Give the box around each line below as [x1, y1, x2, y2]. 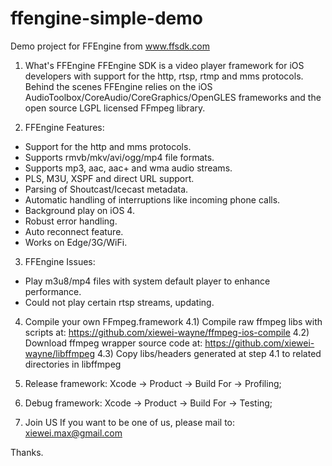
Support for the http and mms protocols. [24, 140, 192, 152]
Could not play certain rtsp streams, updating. [24, 296, 215, 308]
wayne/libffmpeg [24, 347, 96, 359]
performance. [24, 285, 82, 297]
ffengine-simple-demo [10, 7, 204, 30]
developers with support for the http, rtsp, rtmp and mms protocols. [24, 70, 304, 82]
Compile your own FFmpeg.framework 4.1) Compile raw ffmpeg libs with [24, 315, 323, 327]
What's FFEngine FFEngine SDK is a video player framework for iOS [24, 59, 305, 71]
